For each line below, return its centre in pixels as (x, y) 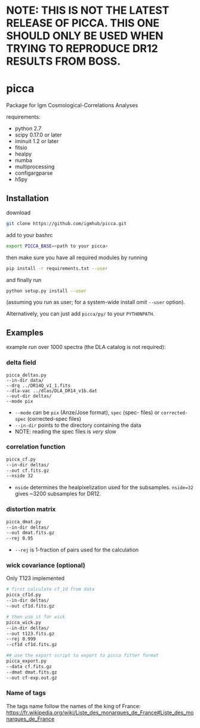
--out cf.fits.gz (28, 471)
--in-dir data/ (25, 380)
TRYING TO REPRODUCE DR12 (82, 49)
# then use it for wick (36, 617)
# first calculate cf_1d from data (50, 589)
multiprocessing (35, 167)
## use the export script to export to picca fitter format (83, 656)
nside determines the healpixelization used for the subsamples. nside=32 (104, 487)
